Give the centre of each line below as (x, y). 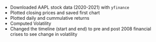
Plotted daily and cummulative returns (50, 18)
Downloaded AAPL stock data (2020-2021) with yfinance (70, 7)
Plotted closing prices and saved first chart (55, 13)
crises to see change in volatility (44, 34)
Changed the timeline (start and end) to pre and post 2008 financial (81, 29)
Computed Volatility (31, 23)
